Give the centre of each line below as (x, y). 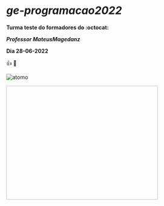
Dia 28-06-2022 (27, 51)
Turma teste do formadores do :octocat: (57, 27)
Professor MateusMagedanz (43, 39)
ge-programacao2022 (64, 11)
